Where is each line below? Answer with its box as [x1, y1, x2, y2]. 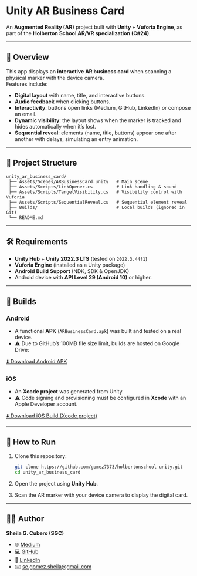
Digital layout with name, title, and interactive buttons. [14, 92, 146, 99]
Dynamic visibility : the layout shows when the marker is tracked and [14, 116, 182, 124]
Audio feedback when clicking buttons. [14, 98, 111, 105]
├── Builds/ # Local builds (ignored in [8, 204, 185, 210]
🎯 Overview [6, 52, 49, 62]
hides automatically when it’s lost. [14, 123, 97, 130]
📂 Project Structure [6, 158, 77, 168]
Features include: [6, 80, 48, 87]
